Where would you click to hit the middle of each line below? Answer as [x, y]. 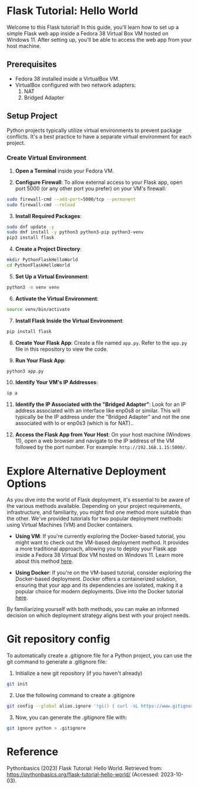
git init [17, 684]
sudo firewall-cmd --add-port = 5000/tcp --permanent [71, 199]
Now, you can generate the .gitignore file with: [71, 717]
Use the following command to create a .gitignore [75, 695]
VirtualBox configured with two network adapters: [75, 85]
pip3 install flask [31, 238]
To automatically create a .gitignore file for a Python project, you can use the [99, 656]
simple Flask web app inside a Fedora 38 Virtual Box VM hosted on [88, 33]
